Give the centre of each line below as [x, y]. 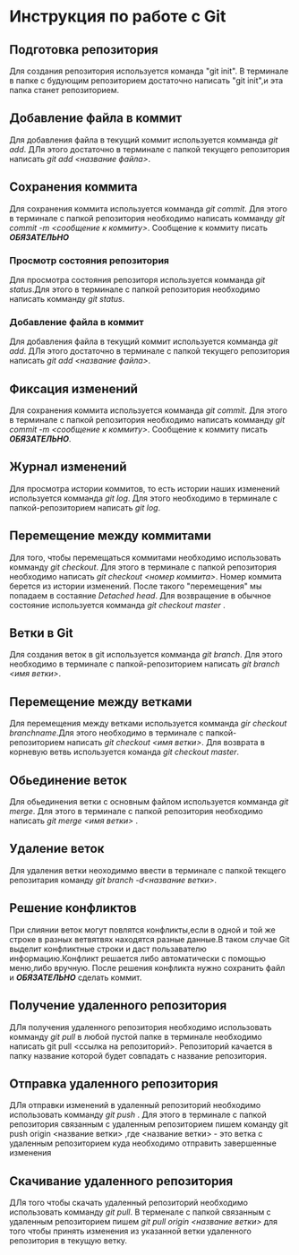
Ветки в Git [41, 633]
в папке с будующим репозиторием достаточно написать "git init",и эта [146, 81]
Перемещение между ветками [101, 702]
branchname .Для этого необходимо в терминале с [107, 733]
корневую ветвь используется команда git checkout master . [124, 752]
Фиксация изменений [74, 388]
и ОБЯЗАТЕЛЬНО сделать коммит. [76, 977]
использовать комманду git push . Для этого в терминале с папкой [138, 1115]
